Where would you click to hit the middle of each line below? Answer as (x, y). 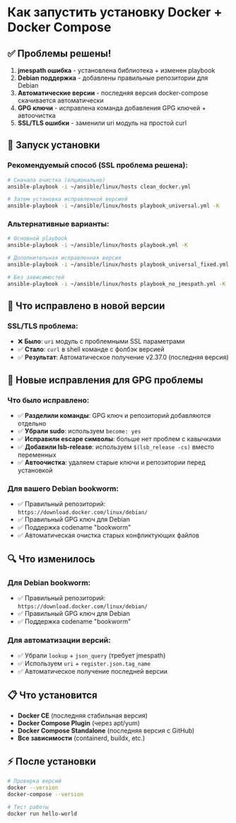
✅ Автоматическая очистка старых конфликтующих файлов (108, 535)
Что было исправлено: (48, 400)
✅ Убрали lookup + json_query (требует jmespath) (92, 655)
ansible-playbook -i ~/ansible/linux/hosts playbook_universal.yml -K (113, 206)
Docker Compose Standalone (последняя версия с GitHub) (106, 731)
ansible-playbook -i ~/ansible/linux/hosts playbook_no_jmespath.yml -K (117, 284)
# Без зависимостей (36, 277)
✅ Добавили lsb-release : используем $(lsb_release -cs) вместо (116, 447)
